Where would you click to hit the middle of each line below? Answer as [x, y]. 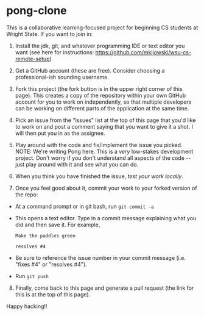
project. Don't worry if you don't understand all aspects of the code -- [103, 158]
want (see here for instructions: [55, 52]
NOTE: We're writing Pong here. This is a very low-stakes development [104, 151]
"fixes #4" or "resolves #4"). [51, 264]
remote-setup [32, 59]
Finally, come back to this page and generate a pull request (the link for [104, 288]
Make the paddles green [45, 235]
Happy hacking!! [27, 306]
